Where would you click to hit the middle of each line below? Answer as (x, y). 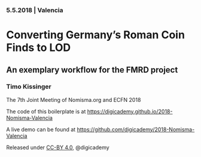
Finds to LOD (39, 48)
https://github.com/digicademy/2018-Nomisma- (136, 129)
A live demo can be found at (41, 129)
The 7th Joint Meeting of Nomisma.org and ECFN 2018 (74, 99)
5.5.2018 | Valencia (35, 10)
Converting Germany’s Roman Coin (96, 35)
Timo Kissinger (29, 87)
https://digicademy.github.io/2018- (130, 111)
